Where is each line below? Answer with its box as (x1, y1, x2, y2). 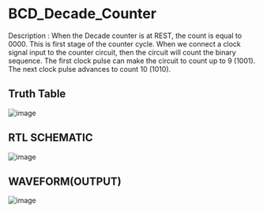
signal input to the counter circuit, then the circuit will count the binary (8, 47, 237, 57)
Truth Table (8, 88, 66, 101)
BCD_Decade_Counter (8, 5, 156, 23)
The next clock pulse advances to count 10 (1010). (8, 64, 171, 73)
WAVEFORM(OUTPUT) (8, 174, 122, 188)
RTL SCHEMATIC (8, 131, 93, 144)
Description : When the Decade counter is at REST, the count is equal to (8, 31, 242, 40)
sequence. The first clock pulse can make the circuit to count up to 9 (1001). (8, 56, 256, 65)
